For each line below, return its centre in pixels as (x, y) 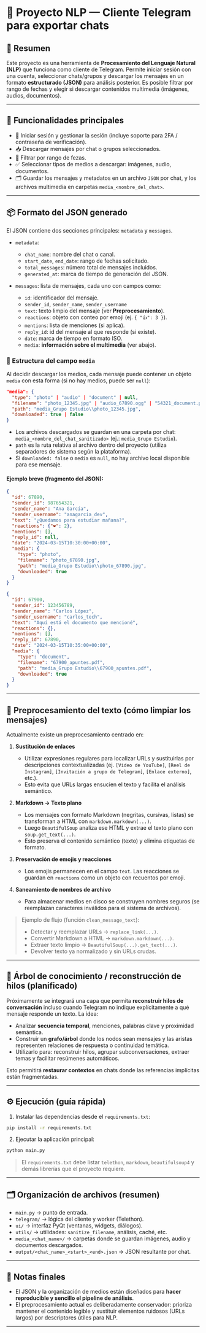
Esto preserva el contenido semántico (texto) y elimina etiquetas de (109, 841)
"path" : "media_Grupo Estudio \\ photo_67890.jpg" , (82, 566)
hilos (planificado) (42, 986)
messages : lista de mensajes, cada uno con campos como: (88, 285)
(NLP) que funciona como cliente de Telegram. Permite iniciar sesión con (99, 69)
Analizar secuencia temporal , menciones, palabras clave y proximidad (105, 1026)
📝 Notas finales (36, 1277)
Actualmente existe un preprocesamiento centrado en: (75, 734)
